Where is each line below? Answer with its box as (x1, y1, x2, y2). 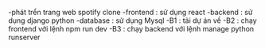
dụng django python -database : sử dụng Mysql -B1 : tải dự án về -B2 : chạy (8, 16, 257, 25)
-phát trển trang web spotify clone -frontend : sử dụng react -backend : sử (8, 8, 253, 17)
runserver (8, 32, 41, 42)
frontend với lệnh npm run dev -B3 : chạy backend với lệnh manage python (8, 24, 255, 33)
